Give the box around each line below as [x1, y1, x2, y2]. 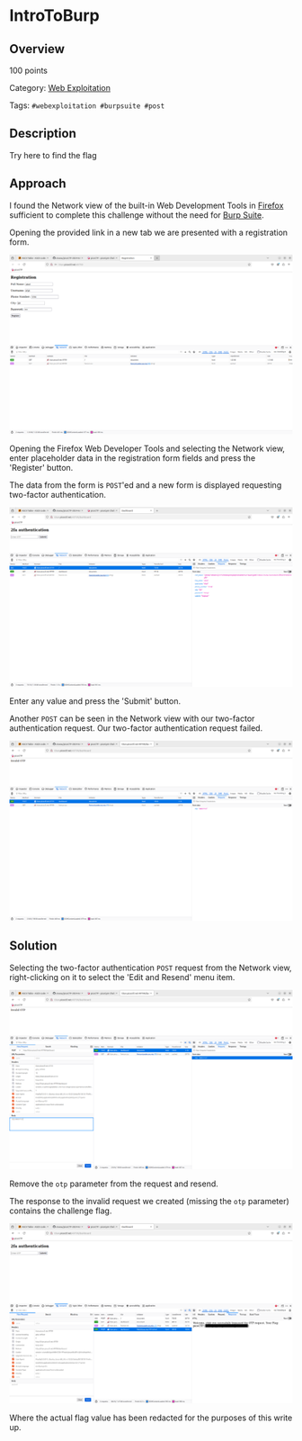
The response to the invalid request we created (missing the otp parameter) [9, 1196, 289, 1207]
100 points [9, 65, 48, 76]
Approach [9, 176, 67, 192]
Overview [9, 41, 66, 57]
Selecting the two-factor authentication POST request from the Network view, [9, 962, 292, 973]
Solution [9, 938, 58, 954]
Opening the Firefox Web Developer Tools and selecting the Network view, [9, 443, 286, 455]
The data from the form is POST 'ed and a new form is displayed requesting [9, 480, 282, 491]
